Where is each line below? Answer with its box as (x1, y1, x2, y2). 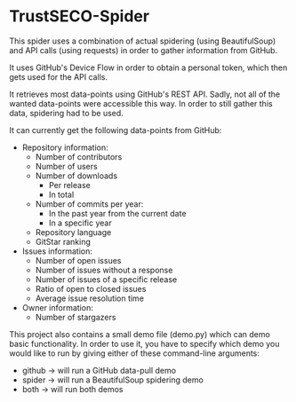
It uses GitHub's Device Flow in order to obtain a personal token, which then (9, 62, 288, 73)
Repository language (35, 226, 112, 237)
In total (48, 189, 75, 200)
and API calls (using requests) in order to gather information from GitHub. (9, 44, 278, 55)
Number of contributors (35, 151, 123, 162)
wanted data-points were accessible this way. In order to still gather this (9, 98, 273, 108)
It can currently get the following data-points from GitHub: (9, 124, 222, 135)
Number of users (35, 161, 98, 171)
